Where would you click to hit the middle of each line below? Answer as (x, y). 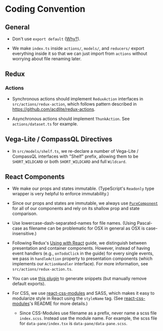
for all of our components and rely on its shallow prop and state (76, 209)
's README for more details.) (59, 304)
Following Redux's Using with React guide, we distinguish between (79, 243)
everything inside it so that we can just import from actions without (80, 53)
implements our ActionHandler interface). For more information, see (80, 264)
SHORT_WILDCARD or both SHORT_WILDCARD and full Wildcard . (69, 161)
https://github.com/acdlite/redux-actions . (54, 109)
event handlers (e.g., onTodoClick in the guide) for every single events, (83, 254)
